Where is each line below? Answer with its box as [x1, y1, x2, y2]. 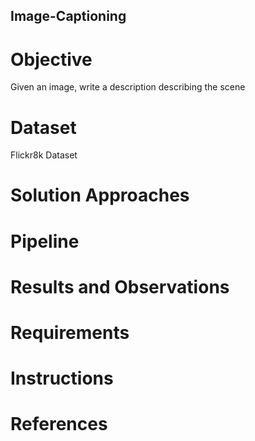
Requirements [10, 322, 130, 344]
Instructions [10, 367, 114, 390]
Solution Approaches [10, 184, 190, 207]
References [10, 413, 108, 436]
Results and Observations [10, 275, 230, 298]
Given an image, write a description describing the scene [10, 81, 246, 93]
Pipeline [10, 230, 80, 253]
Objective [10, 48, 93, 71]
